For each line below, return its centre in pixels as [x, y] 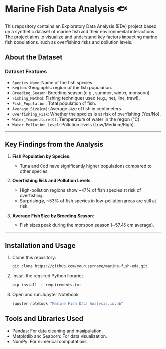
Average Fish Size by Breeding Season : [53, 216]
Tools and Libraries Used [44, 319]
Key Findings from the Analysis [54, 145]
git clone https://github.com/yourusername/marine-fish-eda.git [80, 266]
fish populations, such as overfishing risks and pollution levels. [69, 42]
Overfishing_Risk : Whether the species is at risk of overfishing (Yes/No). [86, 114]
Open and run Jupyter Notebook [45, 294]
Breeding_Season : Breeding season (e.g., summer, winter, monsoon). [82, 93]
